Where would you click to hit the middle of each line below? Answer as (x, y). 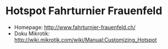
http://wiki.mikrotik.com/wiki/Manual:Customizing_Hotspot (85, 40)
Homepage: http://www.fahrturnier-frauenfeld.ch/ (75, 27)
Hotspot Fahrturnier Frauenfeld (84, 11)
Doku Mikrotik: (32, 33)
